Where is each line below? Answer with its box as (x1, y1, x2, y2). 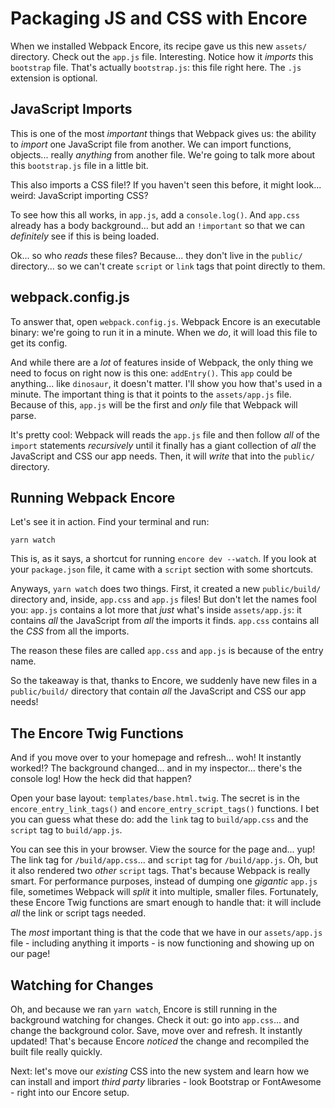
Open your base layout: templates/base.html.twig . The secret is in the (10, 792, 300, 804)
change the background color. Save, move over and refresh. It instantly (10, 1025, 303, 1036)
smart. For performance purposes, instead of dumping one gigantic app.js (10, 875, 318, 887)
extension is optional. (10, 72, 98, 84)
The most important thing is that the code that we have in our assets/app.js (10, 927, 323, 939)
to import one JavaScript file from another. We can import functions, (10, 138, 292, 150)
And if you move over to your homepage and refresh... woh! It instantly (10, 752, 302, 764)
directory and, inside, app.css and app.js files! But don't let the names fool (10, 593, 317, 606)
